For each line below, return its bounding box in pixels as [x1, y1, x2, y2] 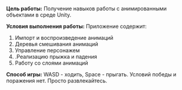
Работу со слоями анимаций [14, 59, 88, 66]
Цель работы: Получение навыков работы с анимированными [6, 5, 167, 12]
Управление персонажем [14, 47, 81, 54]
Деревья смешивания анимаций [14, 41, 98, 47]
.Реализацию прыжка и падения [14, 53, 97, 60]
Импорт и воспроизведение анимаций [14, 34, 113, 41]
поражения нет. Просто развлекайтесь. [6, 77, 107, 84]
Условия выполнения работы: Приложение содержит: [6, 23, 147, 30]
